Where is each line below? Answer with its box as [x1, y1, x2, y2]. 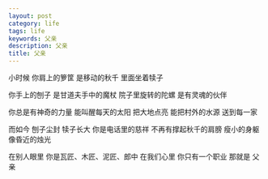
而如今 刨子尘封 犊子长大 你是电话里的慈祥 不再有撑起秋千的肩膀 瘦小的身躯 [8, 125, 260, 134]
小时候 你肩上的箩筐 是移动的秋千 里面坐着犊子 [8, 73, 164, 82]
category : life [8, 19, 60, 28]
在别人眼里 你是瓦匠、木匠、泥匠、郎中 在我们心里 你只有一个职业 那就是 [8, 151, 251, 161]
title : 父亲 [8, 49, 46, 58]
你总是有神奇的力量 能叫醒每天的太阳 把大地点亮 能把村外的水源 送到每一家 [8, 107, 257, 117]
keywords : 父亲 [8, 34, 57, 43]
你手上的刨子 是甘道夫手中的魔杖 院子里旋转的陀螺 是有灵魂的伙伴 [8, 90, 228, 100]
